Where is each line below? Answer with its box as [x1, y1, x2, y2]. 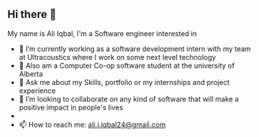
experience [18, 86, 56, 95]
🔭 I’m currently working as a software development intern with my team [18, 44, 252, 54]
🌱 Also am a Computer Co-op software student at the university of [18, 61, 235, 70]
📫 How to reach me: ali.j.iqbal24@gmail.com [18, 120, 167, 129]
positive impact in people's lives [18, 102, 124, 112]
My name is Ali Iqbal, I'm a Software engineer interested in [7, 28, 197, 38]
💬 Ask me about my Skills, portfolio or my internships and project [18, 77, 230, 87]
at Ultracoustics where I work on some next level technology [18, 52, 216, 61]
